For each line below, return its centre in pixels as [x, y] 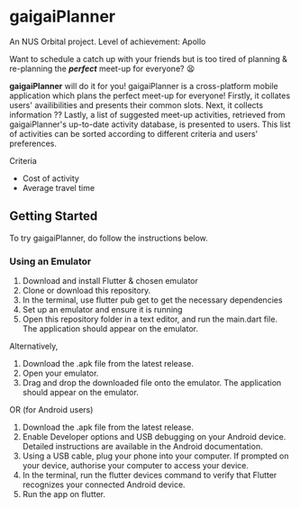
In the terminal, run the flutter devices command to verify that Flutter [150, 476]
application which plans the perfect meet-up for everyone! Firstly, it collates [150, 95]
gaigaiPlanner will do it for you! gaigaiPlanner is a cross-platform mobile [144, 86]
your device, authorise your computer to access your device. [136, 466]
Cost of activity [50, 178]
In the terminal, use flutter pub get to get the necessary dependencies [152, 300]
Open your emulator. [60, 373]
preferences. [33, 143]
